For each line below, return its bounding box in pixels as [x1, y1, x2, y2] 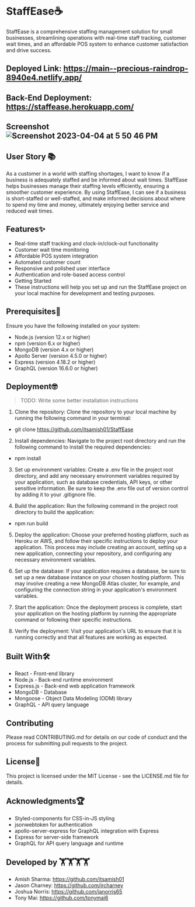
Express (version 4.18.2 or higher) [14, 358, 96, 365]
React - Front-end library [14, 670, 75, 677]
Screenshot [6, 122, 50, 132]
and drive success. [6, 46, 52, 53]
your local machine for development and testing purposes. [14, 289, 156, 296]
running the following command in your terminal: [14, 415, 131, 422]
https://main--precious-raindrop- [63, 64, 189, 74]
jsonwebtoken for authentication [14, 821, 93, 828]
